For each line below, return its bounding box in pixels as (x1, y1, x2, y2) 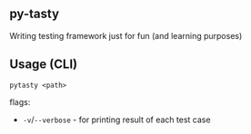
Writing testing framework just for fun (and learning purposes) (9, 30, 243, 41)
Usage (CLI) (9, 57, 78, 72)
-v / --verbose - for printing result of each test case (22, 114, 211, 125)
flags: (9, 96, 31, 107)
